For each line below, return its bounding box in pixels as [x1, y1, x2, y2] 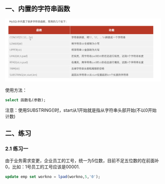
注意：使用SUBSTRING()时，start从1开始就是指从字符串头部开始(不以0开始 [5, 107, 157, 113]
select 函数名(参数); [5, 98, 46, 103]
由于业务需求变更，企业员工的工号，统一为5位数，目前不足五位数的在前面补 [5, 157, 160, 163]
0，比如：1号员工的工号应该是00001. [5, 164, 80, 170]
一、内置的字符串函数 [5, 4, 70, 13]
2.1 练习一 [5, 145, 29, 152]
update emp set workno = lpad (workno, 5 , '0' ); [5, 174, 100, 179]
